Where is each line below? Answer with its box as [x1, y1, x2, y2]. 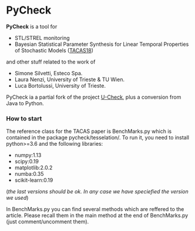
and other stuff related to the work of [6, 58, 96, 65]
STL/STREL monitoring [14, 34, 70, 41]
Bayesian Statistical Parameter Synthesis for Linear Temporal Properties [14, 41, 189, 48]
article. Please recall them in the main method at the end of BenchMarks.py [6, 212, 189, 219]
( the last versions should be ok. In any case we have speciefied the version [6, 188, 189, 195]
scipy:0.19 [14, 158, 39, 165]
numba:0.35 [14, 170, 44, 178]
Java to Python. [6, 99, 44, 106]
